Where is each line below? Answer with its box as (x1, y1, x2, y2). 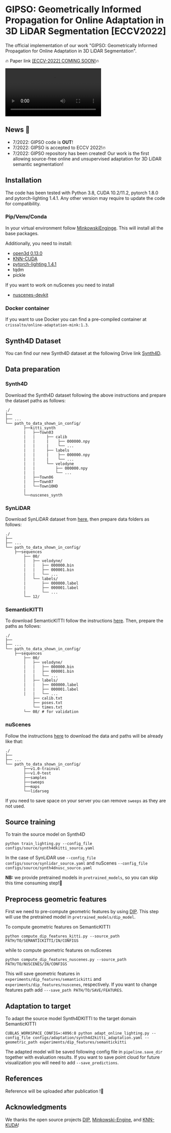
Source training (5, 817, 56, 826)
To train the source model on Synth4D (5, 831, 86, 837)
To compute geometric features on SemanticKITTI (5, 924, 111, 930)
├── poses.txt (32, 701, 63, 706)
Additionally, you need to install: (5, 240, 72, 246)
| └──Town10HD (23, 483, 58, 489)
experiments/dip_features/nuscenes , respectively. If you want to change (5, 981, 157, 987)
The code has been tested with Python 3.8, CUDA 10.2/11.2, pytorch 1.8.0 (5, 190, 158, 196)
